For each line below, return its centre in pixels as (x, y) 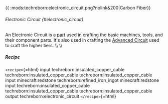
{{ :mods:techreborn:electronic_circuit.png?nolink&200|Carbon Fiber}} (78, 8)
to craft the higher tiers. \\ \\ (34, 46)
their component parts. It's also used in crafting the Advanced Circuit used (82, 40)
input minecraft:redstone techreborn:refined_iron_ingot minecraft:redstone (82, 80)
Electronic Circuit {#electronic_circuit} (44, 19)
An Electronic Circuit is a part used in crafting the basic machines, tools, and (84, 35)
